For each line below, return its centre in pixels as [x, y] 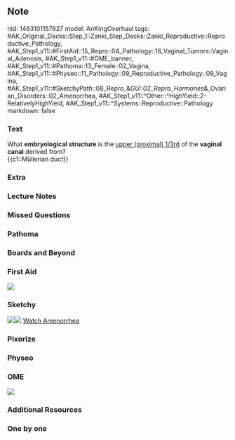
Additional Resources [45, 410]
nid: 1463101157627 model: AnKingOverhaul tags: [79, 28]
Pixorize [22, 339]
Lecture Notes [32, 196]
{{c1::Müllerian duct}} [38, 159]
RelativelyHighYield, [36, 103]
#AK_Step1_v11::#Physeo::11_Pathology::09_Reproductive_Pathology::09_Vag [117, 73]
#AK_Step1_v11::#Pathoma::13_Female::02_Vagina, [79, 65]
